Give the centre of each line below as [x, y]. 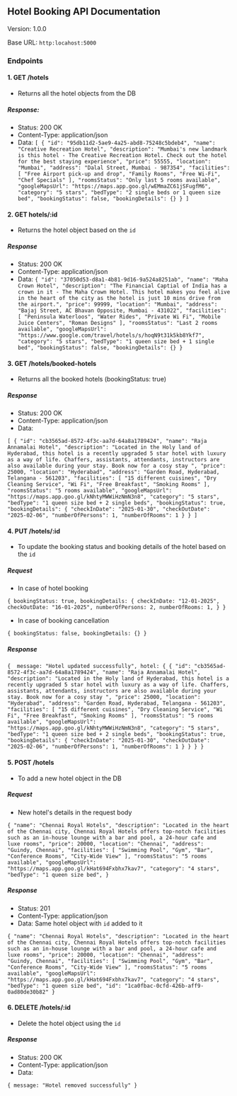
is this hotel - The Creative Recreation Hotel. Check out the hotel [122, 155]
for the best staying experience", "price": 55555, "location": [114, 161]
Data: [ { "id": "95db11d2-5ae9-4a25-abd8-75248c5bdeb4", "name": [116, 142]
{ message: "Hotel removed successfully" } [73, 1085]
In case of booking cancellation [63, 621]
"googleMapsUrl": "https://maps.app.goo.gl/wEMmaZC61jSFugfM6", [114, 186]
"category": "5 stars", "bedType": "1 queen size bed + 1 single [116, 342]
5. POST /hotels [31, 762]
